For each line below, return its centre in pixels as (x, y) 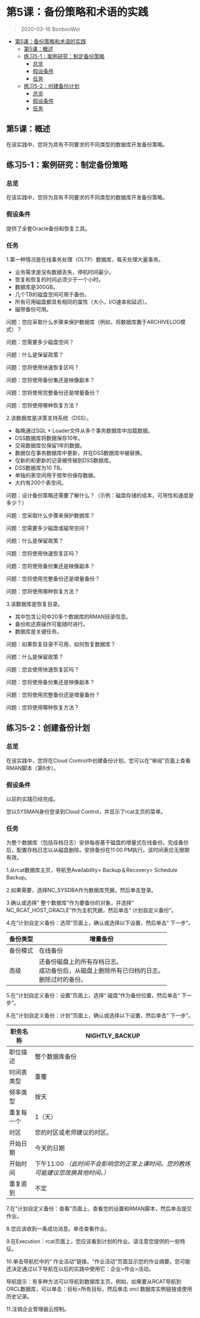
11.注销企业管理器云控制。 (38, 1309)
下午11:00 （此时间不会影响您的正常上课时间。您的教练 (113, 1164)
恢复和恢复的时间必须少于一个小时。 (59, 280)
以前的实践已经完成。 (32, 799)
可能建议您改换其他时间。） (72, 1173)
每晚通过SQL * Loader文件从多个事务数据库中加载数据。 (84, 431)
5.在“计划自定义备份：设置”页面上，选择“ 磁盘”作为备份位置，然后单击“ (93, 995)
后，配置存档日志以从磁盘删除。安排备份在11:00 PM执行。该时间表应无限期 (98, 850)
